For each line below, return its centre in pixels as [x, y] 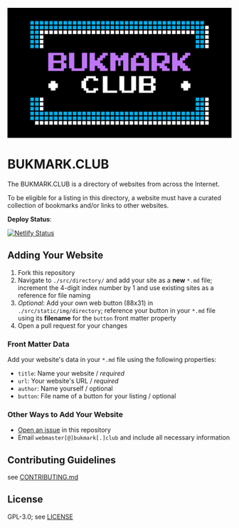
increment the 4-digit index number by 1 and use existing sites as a [116, 288]
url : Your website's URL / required [68, 381]
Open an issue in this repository [64, 430]
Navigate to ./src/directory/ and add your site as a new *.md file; [115, 280]
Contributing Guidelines [62, 460]
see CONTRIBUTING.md [43, 477]
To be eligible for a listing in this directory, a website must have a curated [115, 197]
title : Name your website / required [71, 373]
